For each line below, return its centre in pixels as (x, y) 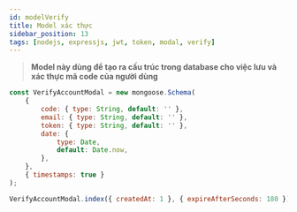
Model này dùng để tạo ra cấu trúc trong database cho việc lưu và (153, 67)
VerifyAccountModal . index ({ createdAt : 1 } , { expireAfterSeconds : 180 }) (150, 199)
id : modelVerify (39, 17)
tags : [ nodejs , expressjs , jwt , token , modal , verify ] (112, 42)
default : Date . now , (92, 150)
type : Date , (78, 142)
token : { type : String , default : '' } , (114, 125)
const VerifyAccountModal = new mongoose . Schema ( (103, 93)
